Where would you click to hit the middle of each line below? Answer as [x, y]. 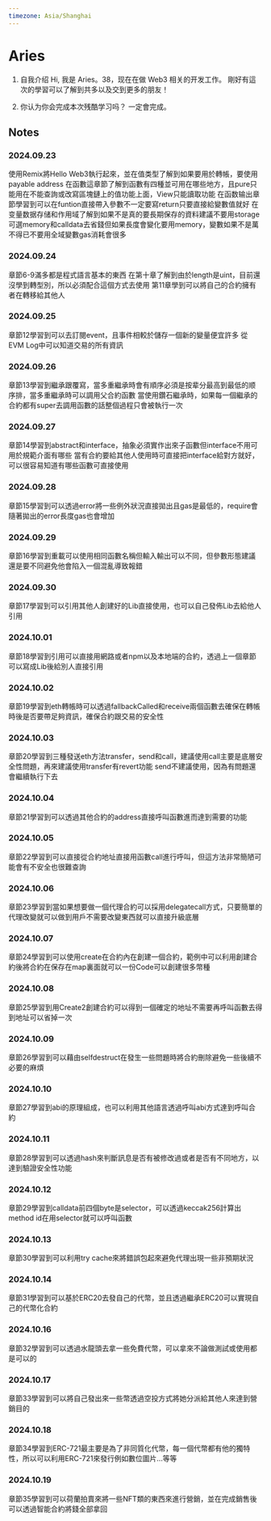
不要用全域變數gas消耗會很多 [78, 234]
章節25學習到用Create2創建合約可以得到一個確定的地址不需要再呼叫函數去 [132, 1007]
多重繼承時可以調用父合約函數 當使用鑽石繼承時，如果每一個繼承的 [147, 395]
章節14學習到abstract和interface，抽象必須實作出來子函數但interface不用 [130, 445]
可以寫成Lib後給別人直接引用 [56, 666]
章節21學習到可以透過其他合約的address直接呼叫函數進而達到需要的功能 [128, 816]
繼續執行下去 [36, 777]
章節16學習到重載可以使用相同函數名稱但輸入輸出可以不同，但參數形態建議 [132, 556]
